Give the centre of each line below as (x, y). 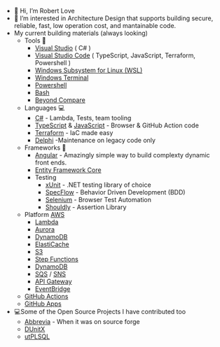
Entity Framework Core (68, 170)
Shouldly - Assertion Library (86, 207)
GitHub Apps (43, 304)
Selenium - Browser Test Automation (98, 200)
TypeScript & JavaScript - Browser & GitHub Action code (117, 125)
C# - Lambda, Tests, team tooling (83, 118)
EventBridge (53, 289)
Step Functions (56, 259)
